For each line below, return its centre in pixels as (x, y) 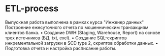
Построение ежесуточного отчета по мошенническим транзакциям (77, 27)
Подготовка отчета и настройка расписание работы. (61, 48)
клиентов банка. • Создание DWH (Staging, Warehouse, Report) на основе (83, 32)
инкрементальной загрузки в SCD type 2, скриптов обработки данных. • (82, 43)
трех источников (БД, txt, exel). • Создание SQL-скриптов (66, 38)
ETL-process (32, 9)
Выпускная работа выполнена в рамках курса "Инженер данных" (75, 22)
